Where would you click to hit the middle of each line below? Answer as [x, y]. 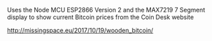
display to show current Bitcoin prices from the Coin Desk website [101, 17]
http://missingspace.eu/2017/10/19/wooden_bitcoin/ [80, 30]
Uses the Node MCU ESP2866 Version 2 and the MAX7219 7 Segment [106, 10]
